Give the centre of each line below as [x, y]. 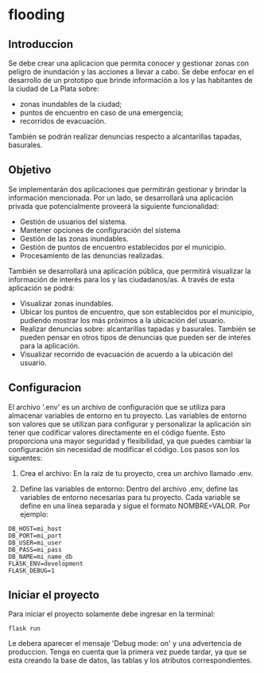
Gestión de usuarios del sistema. [73, 222]
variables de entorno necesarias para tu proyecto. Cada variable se [130, 497]
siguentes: [25, 458]
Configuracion [45, 388]
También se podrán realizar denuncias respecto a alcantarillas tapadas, [125, 136]
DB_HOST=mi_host [35, 529]
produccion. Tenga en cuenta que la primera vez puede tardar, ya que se [128, 652]
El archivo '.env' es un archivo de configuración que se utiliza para [117, 407]
